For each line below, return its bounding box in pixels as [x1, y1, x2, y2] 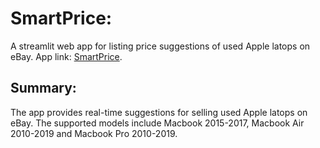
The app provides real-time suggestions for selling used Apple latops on [10, 106, 308, 118]
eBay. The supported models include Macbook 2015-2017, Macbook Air [10, 117, 305, 129]
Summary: [10, 80, 77, 97]
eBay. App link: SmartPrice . [10, 50, 123, 62]
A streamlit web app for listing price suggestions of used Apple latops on [10, 40, 311, 52]
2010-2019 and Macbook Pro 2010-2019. [10, 127, 178, 139]
